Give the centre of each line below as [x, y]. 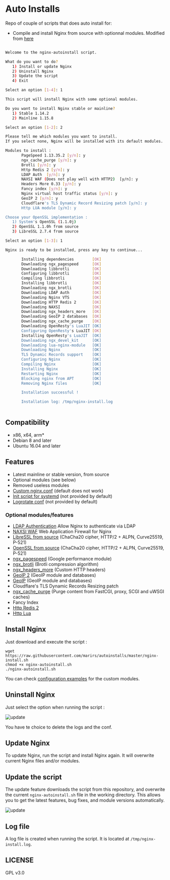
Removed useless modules [41, 485]
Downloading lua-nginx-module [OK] [61, 345]
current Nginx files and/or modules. [43, 761]
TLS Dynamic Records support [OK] [61, 355]
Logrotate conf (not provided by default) [55, 501]
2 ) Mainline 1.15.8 [33, 118]
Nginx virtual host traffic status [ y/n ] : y [69, 194]
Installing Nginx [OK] [61, 369]
